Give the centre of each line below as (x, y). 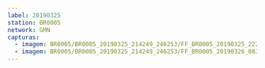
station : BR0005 (34, 23)
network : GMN (29, 30)
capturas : (24, 37)
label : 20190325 (34, 15)
